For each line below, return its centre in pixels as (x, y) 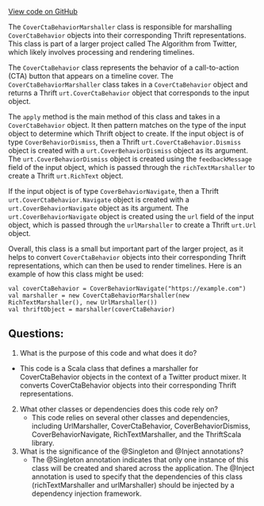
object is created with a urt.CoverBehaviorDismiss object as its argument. (128, 151)
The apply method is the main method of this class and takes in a (114, 117)
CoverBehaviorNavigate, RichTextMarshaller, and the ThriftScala (136, 434)
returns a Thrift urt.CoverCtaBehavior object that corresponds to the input (129, 93)
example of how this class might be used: (76, 274)
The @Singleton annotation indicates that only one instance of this (140, 459)
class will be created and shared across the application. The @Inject (143, 468)
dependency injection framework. (86, 493)
